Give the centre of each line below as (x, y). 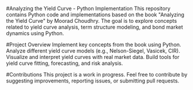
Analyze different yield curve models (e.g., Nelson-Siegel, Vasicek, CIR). (93, 51)
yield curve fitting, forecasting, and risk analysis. (65, 63)
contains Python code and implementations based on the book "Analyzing (95, 15)
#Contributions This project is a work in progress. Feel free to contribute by (97, 75)
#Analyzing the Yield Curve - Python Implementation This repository (88, 8)
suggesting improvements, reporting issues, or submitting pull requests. (93, 81)
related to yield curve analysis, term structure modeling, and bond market (94, 27)
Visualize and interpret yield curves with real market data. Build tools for (93, 57)
